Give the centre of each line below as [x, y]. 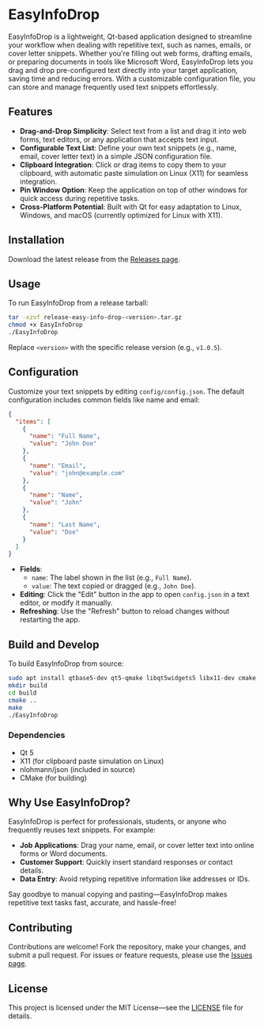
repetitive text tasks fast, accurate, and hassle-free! [92, 903]
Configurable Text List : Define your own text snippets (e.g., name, [128, 147]
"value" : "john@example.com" [77, 473]
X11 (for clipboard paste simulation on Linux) [92, 761]
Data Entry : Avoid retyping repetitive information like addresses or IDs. [135, 879]
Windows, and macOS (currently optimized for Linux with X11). [121, 215]
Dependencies [37, 736]
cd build [23, 693]
